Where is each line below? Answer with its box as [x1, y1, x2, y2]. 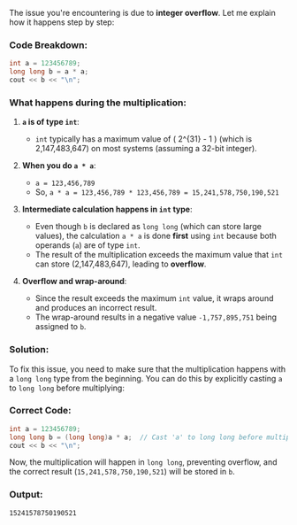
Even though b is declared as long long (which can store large [34, 221, 263, 232]
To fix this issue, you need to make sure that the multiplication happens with [9, 363, 286, 374]
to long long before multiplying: [9, 382, 126, 393]
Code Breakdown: [9, 39, 88, 51]
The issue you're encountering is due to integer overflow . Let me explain [9, 8, 276, 18]
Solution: [9, 344, 49, 356]
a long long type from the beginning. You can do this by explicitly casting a [9, 373, 283, 383]
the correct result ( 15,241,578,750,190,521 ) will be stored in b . [9, 467, 236, 477]
